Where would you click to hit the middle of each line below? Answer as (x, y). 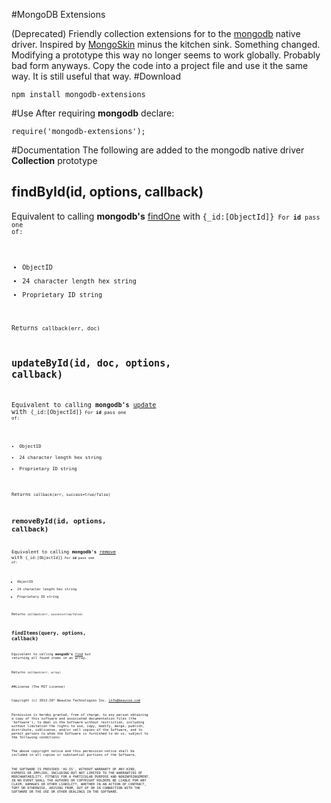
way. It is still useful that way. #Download (96, 76)
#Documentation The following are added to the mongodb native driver (158, 150)
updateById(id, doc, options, (91, 363)
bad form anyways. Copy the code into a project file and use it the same (160, 65)
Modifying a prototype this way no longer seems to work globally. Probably (166, 55)
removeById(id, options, (59, 521)
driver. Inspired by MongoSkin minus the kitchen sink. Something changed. (166, 44)
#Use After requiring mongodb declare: (93, 113)
